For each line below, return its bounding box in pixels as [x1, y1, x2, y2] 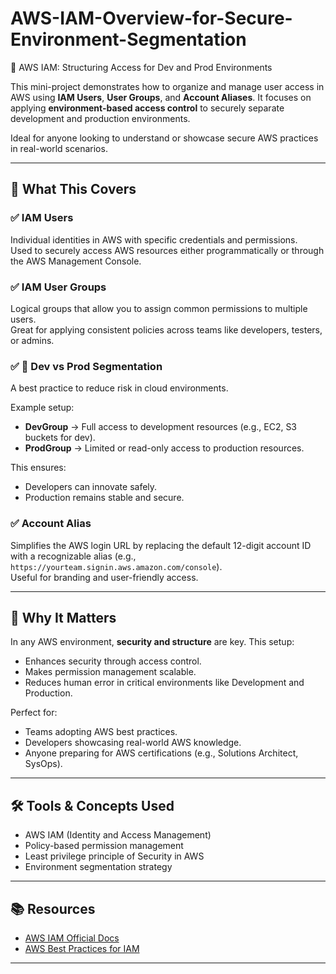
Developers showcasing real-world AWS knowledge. [24, 737, 242, 749]
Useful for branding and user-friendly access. [10, 571, 199, 583]
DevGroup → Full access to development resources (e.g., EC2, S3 [24, 421, 298, 433]
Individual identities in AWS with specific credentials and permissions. [10, 233, 298, 246]
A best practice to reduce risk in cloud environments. [10, 382, 229, 394]
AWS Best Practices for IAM [24, 942, 140, 954]
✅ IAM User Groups [10, 280, 107, 294]
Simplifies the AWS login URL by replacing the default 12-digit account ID [10, 539, 312, 551]
